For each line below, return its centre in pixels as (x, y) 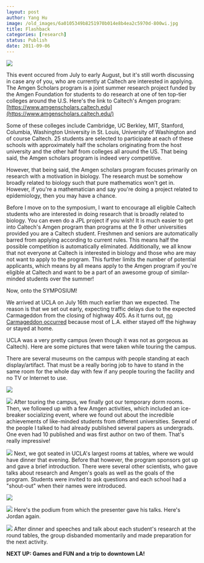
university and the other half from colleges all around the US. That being (97, 151)
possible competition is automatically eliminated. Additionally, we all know (99, 246)
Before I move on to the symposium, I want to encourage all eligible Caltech (101, 207)
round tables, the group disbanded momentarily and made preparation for (99, 535)
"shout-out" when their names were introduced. (66, 486)
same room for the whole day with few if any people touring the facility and (100, 371)
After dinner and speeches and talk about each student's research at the (105, 529)
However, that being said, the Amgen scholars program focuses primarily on (102, 170)
